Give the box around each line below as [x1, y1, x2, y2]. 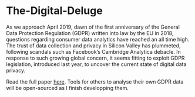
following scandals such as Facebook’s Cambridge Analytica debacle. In [6, 48, 181, 55]
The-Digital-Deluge [6, 4, 103, 18]
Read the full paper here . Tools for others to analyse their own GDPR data [6, 78, 184, 85]
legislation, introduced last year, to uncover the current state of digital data [6, 60, 187, 68]
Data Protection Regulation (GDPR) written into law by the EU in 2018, [6, 29, 174, 36]
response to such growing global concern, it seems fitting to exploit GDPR [6, 54, 185, 61]
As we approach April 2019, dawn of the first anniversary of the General [6, 23, 180, 30]
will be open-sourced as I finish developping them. [6, 84, 129, 91]
